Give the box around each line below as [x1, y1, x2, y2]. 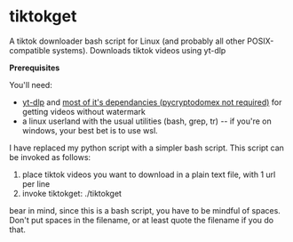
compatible [9, 44, 51, 55]
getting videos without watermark [21, 106, 146, 117]
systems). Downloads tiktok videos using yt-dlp [51, 44, 226, 55]
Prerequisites [9, 62, 60, 73]
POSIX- [247, 36, 274, 46]
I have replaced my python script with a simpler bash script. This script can [9, 142, 284, 153]
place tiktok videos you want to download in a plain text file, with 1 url [21, 169, 276, 180]
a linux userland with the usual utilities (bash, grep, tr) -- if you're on [21, 116, 273, 126]
